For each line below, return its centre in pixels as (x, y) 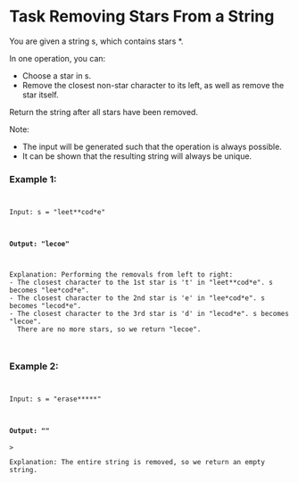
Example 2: (34, 366)
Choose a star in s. (57, 75)
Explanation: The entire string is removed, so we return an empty (137, 462)
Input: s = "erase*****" (55, 399)
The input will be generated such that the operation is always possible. (152, 146)
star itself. (41, 95)
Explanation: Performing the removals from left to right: (121, 275)
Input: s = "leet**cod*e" (57, 212)
